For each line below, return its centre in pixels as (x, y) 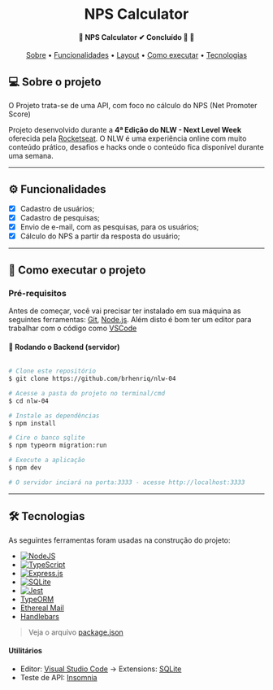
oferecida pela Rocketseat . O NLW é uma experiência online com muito (128, 138)
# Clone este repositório (52, 371)
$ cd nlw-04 (28, 401)
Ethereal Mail (42, 608)
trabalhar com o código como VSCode (73, 328)
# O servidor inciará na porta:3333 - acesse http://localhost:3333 (127, 482)
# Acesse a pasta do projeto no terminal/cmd (87, 393)
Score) (19, 114)
